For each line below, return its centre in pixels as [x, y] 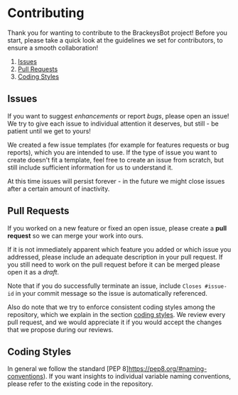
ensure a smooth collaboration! [53, 48]
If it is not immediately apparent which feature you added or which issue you [119, 249]
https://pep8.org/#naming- [168, 369]
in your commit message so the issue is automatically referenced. [111, 293]
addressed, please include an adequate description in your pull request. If [115, 257]
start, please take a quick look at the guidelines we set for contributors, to [115, 40]
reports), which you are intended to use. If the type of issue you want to [112, 152]
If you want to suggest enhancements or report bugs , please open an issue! [118, 116]
